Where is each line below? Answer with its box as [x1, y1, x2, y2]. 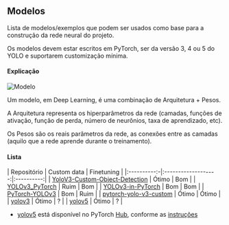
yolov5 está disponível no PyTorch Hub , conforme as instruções [16, 211, 198, 219]
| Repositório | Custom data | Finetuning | [7, 168, 123, 176]
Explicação [7, 67, 40, 75]
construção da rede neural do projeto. [7, 31, 114, 39]
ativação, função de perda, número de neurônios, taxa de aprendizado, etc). [7, 117, 223, 125]
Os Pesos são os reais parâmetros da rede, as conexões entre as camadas [7, 130, 218, 138]
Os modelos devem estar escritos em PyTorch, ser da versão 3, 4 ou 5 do [7, 44, 215, 52]
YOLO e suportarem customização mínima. [7, 51, 128, 60]
